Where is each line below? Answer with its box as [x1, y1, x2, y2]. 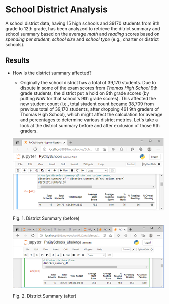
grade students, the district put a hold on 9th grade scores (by [20, 90, 149, 96]
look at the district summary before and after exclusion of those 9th [20, 122, 160, 128]
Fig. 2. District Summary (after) [12, 293, 77, 299]
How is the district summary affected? [12, 70, 92, 76]
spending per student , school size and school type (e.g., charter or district [5, 36, 159, 42]
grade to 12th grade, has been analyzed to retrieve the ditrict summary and [5, 25, 160, 31]
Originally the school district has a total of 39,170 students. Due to [20, 79, 156, 85]
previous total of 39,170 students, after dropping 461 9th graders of [20, 106, 159, 112]
